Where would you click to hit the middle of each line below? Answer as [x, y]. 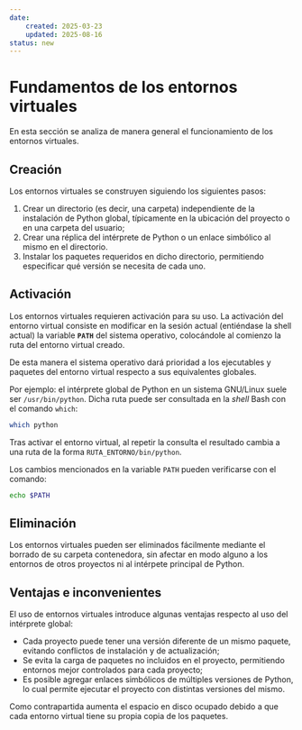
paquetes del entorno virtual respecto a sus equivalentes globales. [133, 371]
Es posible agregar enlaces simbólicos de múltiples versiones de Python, [158, 680]
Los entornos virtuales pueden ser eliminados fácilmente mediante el [137, 545]
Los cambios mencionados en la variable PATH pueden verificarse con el [143, 469]
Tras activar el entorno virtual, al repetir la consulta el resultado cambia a [145, 442]
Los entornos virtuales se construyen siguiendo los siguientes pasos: [138, 191]
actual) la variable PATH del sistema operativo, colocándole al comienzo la [145, 335]
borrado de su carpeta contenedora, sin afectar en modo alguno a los [139, 554]
